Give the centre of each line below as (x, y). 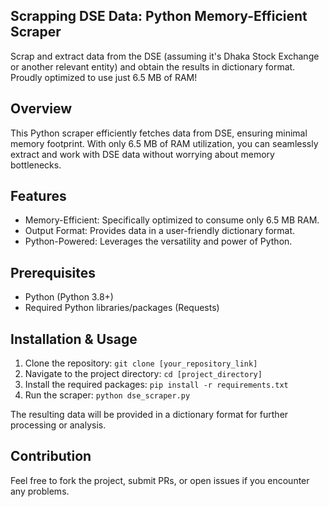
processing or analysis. (58, 425)
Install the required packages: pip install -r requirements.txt (156, 385)
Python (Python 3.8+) (69, 297)
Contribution (51, 456)
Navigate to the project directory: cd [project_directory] (143, 374)
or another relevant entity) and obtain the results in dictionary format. (153, 66)
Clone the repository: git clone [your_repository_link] (141, 363)
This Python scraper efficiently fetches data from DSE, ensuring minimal (159, 133)
